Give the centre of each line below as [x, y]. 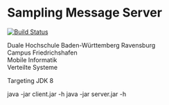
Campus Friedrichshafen [42, 52]
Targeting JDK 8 [30, 80]
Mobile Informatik [32, 59]
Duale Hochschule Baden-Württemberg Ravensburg [81, 45]
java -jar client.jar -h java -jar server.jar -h [67, 94]
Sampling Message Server [85, 13]
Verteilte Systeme [33, 67]
